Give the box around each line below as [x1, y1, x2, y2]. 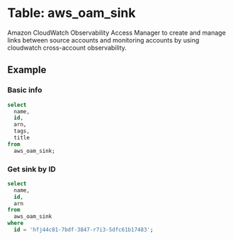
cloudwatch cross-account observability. [7, 43, 127, 52]
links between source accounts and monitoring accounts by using [7, 35, 200, 44]
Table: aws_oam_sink [7, 5, 136, 21]
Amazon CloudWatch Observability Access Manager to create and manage [7, 28, 227, 37]
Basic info [7, 85, 42, 95]
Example [7, 64, 47, 76]
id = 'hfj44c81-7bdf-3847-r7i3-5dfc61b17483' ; [13, 227, 154, 234]
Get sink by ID [7, 164, 57, 174]
